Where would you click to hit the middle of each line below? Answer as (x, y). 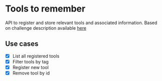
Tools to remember (45, 9)
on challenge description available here (46, 28)
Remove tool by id (31, 73)
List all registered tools (36, 56)
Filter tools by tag (30, 61)
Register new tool (31, 67)
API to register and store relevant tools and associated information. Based (81, 23)
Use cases (22, 44)
